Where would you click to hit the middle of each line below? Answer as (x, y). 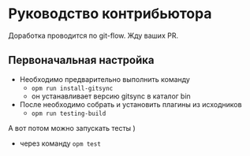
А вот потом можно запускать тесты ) (72, 128)
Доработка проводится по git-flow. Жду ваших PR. (93, 35)
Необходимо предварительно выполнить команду (105, 79)
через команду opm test (60, 143)
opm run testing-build (69, 113)
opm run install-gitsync (72, 88)
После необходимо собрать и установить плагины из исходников (131, 104)
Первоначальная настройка (81, 60)
